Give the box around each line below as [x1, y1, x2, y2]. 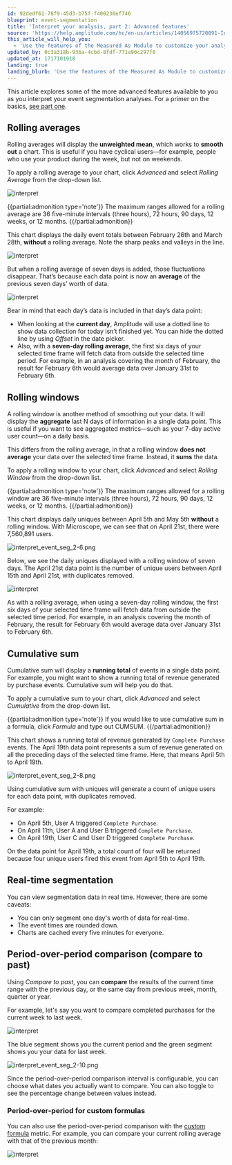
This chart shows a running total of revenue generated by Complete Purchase [7, 736, 225, 744]
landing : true [7, 62, 48, 69]
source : [7, 29, 30, 37]
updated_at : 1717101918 [7, 55, 76, 62]
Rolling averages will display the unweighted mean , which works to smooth [7, 140, 224, 149]
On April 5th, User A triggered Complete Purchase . [17, 819, 159, 827]
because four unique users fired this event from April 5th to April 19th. [7, 854, 206, 862]
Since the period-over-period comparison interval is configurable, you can [7, 1074, 219, 1083]
